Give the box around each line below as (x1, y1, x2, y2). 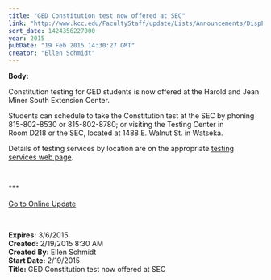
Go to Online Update (8, 199, 77, 208)
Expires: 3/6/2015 (8, 230, 69, 240)
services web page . (8, 152, 74, 162)
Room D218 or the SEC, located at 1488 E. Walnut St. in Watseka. (8, 128, 223, 138)
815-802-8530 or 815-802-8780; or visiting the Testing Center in (8, 120, 224, 129)
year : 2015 (8, 34, 45, 43)
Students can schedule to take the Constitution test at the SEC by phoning (8, 111, 255, 121)
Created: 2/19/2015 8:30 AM (8, 239, 103, 248)
